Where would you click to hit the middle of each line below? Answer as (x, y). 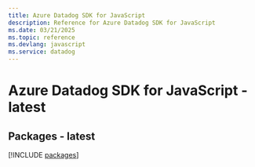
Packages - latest (52, 136)
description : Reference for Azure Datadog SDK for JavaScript (112, 23)
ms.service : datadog (42, 52)
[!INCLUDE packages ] (44, 155)
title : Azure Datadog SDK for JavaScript (77, 15)
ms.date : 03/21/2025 (42, 30)
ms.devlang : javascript (47, 45)
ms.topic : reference (42, 37)
